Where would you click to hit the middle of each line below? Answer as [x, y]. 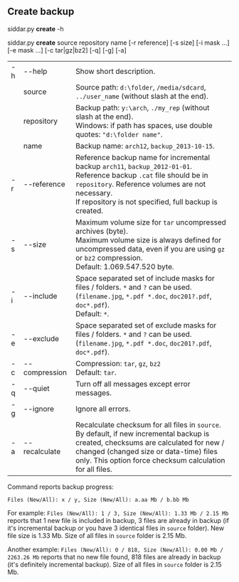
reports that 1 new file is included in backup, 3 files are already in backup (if [118, 520]
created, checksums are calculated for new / [150, 442]
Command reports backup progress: [60, 487]
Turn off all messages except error [133, 384]
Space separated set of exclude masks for [146, 325]
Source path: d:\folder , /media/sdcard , [141, 87]
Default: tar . [96, 372]
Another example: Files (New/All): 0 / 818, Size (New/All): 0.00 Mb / [116, 549]
